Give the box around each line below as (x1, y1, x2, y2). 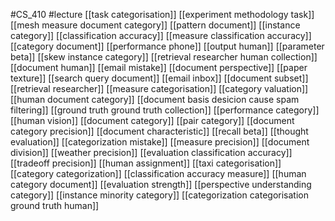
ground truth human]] (10, 200, 100, 211)
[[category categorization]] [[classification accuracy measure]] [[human (10, 168, 307, 179)
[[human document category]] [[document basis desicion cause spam (10, 94, 300, 105)
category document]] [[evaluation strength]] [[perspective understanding (10, 179, 312, 190)
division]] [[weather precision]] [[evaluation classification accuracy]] (10, 147, 293, 158)
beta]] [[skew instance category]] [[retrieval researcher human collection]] (10, 51, 318, 63)
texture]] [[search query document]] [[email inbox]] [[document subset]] (10, 72, 309, 84)
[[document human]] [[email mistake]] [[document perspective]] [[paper (10, 62, 308, 73)
